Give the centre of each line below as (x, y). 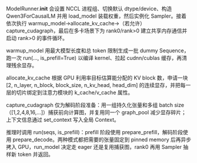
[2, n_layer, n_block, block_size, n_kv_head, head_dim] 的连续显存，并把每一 (98, 85)
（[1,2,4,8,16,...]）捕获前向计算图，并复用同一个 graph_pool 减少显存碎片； (96, 112)
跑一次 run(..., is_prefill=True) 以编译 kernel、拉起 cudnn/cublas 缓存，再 (94, 58)
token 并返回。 (36, 154)
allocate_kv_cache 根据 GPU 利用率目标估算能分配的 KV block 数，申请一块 (97, 78)
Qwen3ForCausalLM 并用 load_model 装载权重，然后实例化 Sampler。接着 (96, 16)
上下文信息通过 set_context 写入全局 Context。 (63, 120)
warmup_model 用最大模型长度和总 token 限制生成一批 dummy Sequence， (98, 51)
